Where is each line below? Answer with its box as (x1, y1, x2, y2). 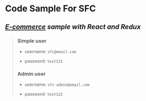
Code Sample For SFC (5, 3, 96, 14)
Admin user (17, 70, 46, 77)
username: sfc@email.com (24, 48, 76, 54)
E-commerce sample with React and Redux (5, 23, 141, 31)
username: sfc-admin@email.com (24, 82, 90, 88)
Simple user (17, 37, 47, 44)
